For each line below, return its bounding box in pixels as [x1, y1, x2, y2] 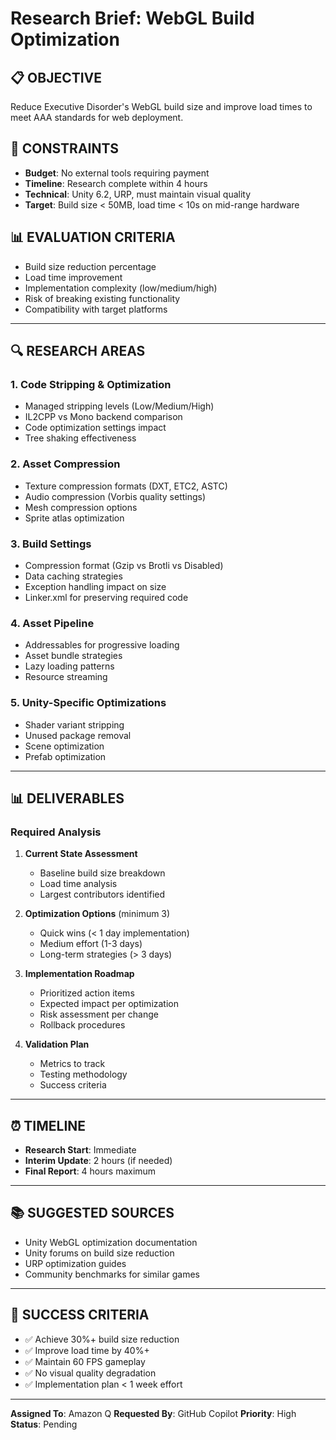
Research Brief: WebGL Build [10, 7, 255, 30]
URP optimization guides [24, 1257, 127, 1269]
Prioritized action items [39, 987, 135, 999]
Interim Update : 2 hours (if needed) [24, 1155, 173, 1166]
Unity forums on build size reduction [24, 1247, 175, 1259]
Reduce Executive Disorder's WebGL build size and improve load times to [10, 101, 313, 112]
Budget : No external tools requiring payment [24, 167, 210, 179]
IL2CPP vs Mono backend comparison [24, 411, 183, 423]
